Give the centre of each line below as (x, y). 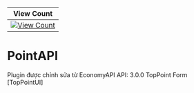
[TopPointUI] (25, 82)
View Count (33, 13)
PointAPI (33, 56)
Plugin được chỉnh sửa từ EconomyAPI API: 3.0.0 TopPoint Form (97, 74)
